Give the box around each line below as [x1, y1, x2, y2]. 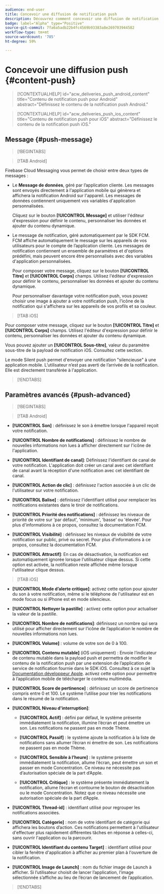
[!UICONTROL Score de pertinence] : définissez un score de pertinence [12, 686, 158, 691]
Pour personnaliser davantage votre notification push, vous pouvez [12, 293, 148, 298]
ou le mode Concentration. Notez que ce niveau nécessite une [19, 790, 146, 796]
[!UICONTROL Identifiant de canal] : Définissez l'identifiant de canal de [12, 457, 156, 463]
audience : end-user [5, 7, 45, 12]
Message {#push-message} [5, 136, 93, 144]
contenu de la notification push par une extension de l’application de [12, 660, 151, 666]
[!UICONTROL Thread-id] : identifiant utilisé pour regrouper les [12, 804, 141, 810]
